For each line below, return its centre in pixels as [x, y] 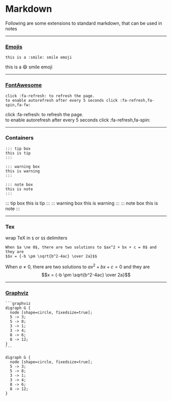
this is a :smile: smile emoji [39, 58]
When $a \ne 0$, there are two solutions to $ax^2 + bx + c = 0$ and [81, 247]
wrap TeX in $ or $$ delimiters [36, 238]
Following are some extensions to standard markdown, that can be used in [84, 23]
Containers [20, 138]
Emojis [14, 47]
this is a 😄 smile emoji [29, 67]
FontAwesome [24, 85]
